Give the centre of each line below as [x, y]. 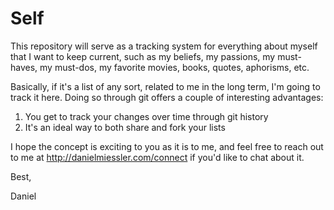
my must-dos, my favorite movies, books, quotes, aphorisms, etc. [174, 67]
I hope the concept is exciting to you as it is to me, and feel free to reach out [167, 146]
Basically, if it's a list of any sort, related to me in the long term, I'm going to [165, 86]
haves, [24, 67]
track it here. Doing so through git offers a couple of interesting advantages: [167, 97]
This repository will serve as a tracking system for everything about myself [164, 46]
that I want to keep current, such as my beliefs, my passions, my [143, 56]
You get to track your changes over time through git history [146, 116]
